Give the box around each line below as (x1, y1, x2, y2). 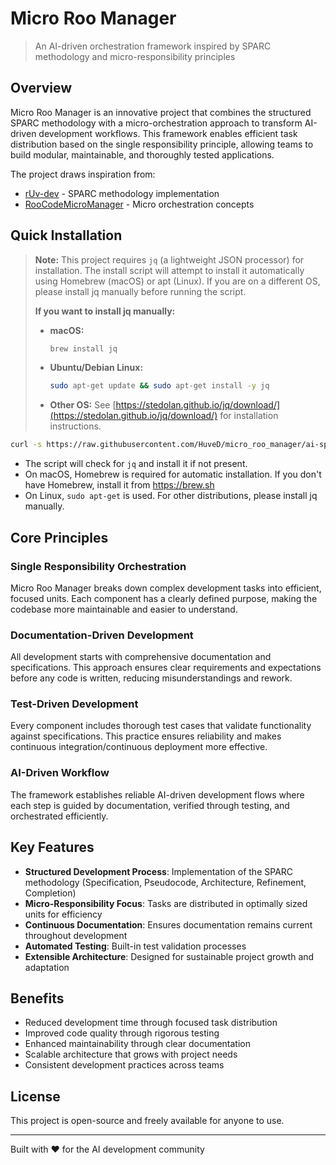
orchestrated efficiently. (10, 810, 109, 822)
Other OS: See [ (49, 399, 117, 411)
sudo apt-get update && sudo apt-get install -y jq (49, 381, 270, 391)
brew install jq (49, 343, 118, 354)
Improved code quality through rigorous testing (24, 1027, 220, 1039)
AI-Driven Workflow (10, 766, 110, 780)
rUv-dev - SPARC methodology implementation (24, 187, 220, 199)
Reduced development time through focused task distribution (24, 1017, 278, 1029)
